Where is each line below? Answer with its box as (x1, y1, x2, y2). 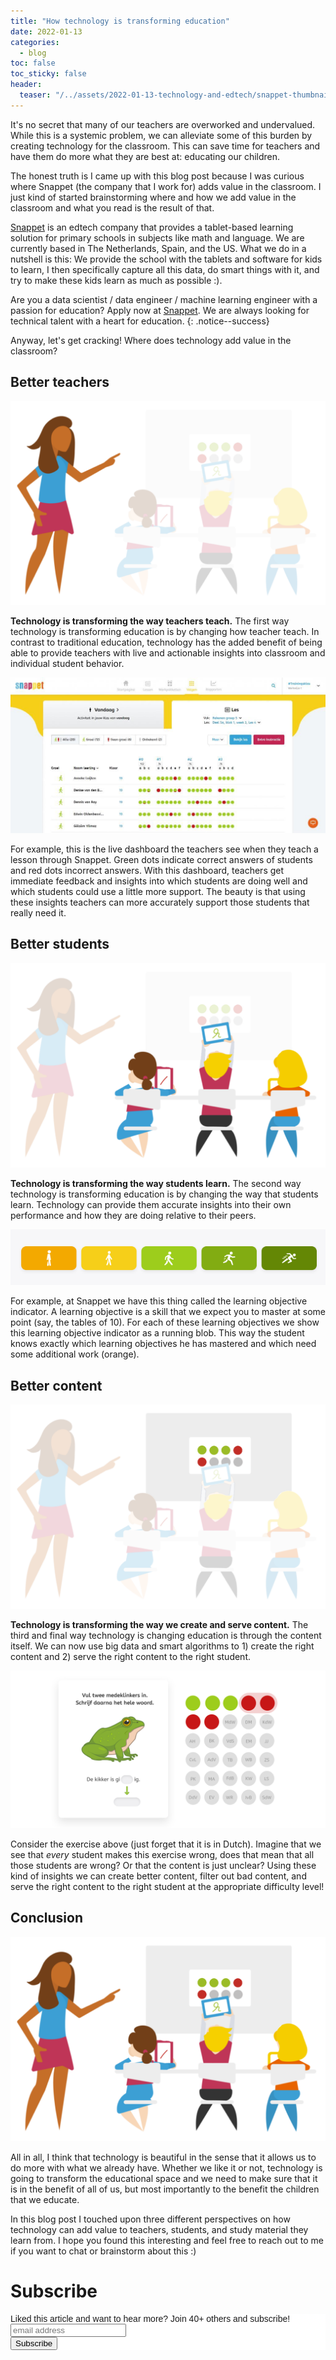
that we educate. (10, 2193, 80, 2205)
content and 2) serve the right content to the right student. (10, 1651, 251, 1663)
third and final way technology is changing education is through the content (10, 1630, 322, 1642)
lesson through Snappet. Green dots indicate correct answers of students (10, 853, 313, 865)
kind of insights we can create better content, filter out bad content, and (10, 1870, 307, 1882)
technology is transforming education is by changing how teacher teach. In (10, 626, 320, 638)
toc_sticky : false (10, 69, 87, 79)
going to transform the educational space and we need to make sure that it (10, 2172, 318, 2184)
